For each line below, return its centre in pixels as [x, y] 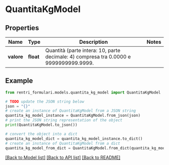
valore [16, 57]
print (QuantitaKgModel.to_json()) [41, 125]
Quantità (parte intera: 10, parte [83, 50]
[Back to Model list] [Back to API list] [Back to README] [63, 157]
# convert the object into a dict [41, 134]
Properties [22, 28]
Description [94, 42]
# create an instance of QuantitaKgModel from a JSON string [71, 111]
